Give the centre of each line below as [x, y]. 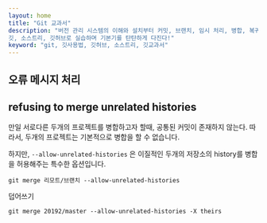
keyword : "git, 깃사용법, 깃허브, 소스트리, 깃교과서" [88, 45]
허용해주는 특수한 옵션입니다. [61, 164]
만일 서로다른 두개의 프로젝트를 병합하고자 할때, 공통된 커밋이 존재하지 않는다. [128, 127]
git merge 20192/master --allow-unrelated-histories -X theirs [115, 212]
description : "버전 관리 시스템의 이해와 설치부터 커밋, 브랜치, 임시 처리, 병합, [127, 30]
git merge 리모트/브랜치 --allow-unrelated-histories [94, 181]
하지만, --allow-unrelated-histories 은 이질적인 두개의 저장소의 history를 [126, 154]
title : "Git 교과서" [40, 23]
